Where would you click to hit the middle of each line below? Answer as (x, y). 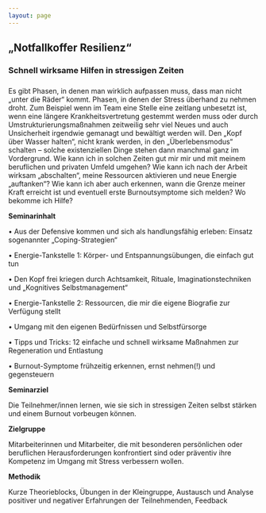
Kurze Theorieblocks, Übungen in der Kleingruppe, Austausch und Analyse (131, 492)
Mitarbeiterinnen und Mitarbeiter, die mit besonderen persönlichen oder (125, 444)
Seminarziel (29, 389)
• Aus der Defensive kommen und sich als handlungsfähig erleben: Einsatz (130, 231)
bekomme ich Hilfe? (41, 200)
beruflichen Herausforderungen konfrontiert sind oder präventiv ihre (120, 453)
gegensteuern (31, 374)
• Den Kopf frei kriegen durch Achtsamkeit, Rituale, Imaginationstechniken (130, 279)
